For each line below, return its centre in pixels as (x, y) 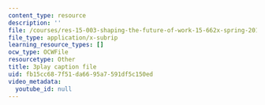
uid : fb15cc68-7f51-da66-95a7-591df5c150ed (81, 74)
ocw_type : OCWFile (38, 52)
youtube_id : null (44, 89)
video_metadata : (35, 81)
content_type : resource (47, 15)
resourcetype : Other (42, 60)
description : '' (35, 23)
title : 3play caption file (52, 67)
